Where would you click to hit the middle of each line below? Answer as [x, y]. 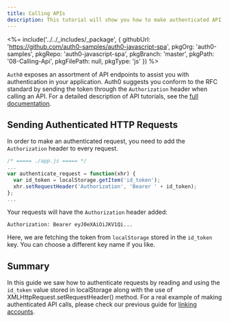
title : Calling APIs [37, 13]
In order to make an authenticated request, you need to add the [96, 142]
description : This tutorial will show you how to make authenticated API [114, 20]
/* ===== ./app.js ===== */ [47, 161]
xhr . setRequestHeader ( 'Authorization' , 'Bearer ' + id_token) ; [105, 186]
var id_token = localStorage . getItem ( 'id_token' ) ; [87, 180]
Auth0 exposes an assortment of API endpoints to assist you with [98, 74]
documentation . [29, 103]
